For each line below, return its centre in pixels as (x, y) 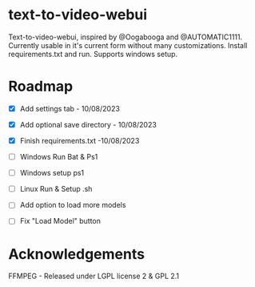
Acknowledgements (77, 254)
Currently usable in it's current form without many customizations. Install (128, 45)
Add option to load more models (73, 205)
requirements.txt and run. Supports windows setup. (93, 54)
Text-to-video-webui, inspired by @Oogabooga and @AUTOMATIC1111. (126, 37)
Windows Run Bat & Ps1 (59, 157)
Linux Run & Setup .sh (56, 189)
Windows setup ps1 (52, 173)
